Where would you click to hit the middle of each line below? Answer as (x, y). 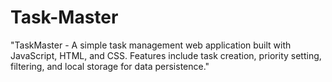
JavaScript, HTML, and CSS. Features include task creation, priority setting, (166, 55)
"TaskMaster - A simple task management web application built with (151, 45)
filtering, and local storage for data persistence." (110, 66)
